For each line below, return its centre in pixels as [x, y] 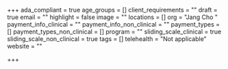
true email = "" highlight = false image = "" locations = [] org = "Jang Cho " [112, 17]
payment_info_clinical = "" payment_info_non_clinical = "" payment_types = [114, 24]
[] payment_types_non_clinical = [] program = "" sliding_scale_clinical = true [114, 31]
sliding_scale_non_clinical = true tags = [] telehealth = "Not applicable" [107, 39]
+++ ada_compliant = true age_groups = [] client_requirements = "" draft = [112, 10]
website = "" [25, 46]
